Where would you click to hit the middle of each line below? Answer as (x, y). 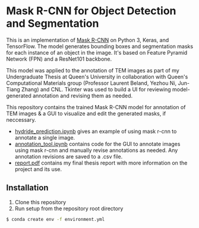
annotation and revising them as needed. (83, 96)
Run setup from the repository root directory (69, 208)
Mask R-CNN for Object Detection (91, 11)
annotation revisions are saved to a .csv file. (69, 156)
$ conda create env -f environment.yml (56, 219)
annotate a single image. (45, 137)
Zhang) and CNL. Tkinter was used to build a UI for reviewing (96, 89)
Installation (27, 188)
